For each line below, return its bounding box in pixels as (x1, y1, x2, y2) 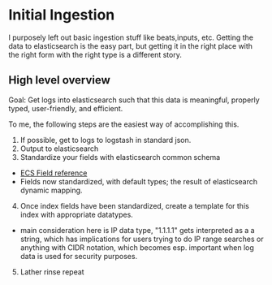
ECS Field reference (19, 168, 88, 178)
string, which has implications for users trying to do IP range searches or (19, 234, 264, 244)
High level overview (8, 73, 111, 87)
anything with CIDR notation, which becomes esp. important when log (19, 242, 254, 253)
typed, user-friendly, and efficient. (8, 103, 123, 113)
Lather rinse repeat (19, 266, 84, 277)
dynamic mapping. (19, 185, 83, 195)
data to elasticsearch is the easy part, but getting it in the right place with (8, 41, 253, 50)
